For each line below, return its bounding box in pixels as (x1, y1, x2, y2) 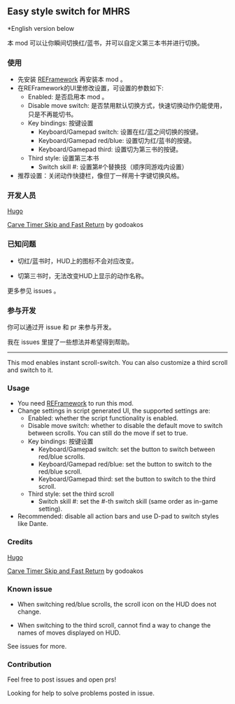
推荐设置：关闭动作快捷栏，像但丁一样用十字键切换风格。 (17, 172, 183, 180)
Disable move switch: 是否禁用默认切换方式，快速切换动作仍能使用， (27, 102, 226, 110)
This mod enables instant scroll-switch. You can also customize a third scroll (7, 359, 228, 366)
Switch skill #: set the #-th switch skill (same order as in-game (38, 497, 218, 506)
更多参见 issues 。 (7, 287, 60, 295)
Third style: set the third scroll (27, 490, 114, 498)
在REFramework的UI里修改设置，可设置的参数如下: (17, 84, 164, 92)
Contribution (7, 659, 52, 669)
